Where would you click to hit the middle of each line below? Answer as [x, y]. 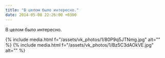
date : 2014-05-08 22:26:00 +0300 [41, 15]
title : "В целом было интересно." [42, 10]
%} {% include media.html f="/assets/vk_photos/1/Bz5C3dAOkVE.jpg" [79, 45]
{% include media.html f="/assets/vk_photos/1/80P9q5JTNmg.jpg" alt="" [83, 40]
